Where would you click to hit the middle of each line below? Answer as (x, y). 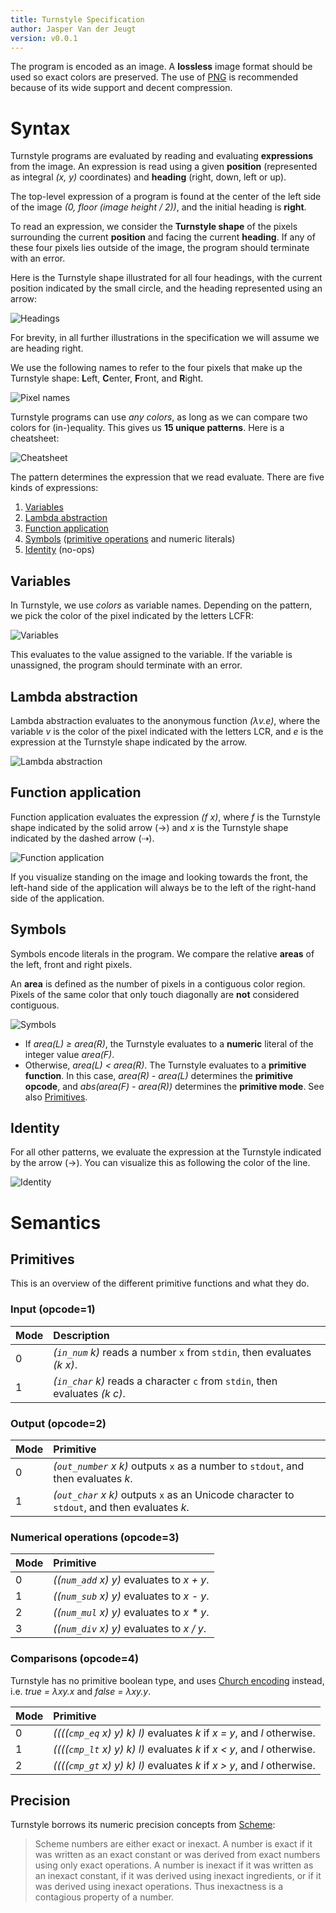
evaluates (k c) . (89, 1393)
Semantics (56, 1222)
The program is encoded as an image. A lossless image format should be (161, 67)
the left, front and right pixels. (71, 964)
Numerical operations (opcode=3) (95, 1537)
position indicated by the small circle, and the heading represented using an (166, 288)
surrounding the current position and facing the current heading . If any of (163, 237)
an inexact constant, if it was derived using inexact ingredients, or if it (178, 1876)
